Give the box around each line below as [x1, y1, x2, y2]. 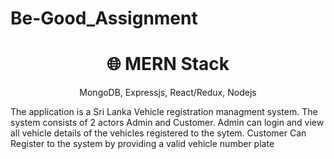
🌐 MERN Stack [106, 53, 230, 76]
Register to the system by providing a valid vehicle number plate [10, 138, 275, 150]
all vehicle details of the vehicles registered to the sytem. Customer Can [10, 127, 307, 139]
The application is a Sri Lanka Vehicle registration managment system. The [10, 106, 318, 118]
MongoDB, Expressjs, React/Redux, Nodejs [79, 87, 257, 99]
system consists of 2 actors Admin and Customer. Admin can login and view [10, 117, 325, 129]
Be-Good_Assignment [10, 7, 198, 30]
